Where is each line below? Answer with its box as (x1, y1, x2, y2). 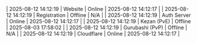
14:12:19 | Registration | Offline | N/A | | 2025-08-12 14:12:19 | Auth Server (12, 12, 191, 19)
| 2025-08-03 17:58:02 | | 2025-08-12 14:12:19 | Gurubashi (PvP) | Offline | (6, 24, 188, 31)
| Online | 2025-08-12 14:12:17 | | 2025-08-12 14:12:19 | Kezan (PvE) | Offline (6, 18, 191, 24)
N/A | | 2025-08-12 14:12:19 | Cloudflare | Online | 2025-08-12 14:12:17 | (6, 30, 180, 37)
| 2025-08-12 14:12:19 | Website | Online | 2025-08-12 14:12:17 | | (6, 6, 164, 12)
